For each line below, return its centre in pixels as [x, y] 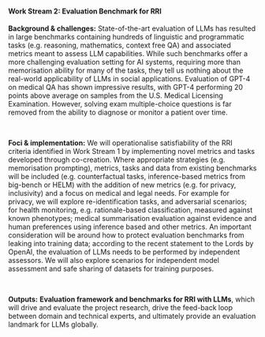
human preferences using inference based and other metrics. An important [130, 227]
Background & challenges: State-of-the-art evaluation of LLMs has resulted [132, 28]
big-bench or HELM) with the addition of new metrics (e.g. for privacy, [122, 185]
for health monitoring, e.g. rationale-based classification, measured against [131, 210]
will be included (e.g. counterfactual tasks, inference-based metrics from [127, 177]
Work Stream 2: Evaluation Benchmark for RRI [85, 11]
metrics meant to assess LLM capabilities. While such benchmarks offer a [128, 54]
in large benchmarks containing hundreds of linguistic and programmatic [126, 37]
